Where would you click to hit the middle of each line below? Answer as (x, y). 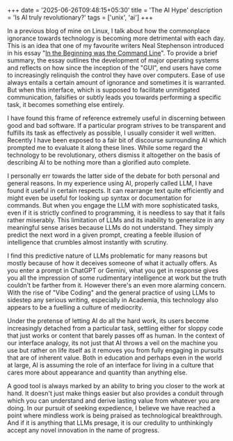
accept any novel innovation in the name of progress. (83, 430)
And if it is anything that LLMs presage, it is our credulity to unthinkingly (110, 423)
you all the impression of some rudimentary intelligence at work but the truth (117, 278)
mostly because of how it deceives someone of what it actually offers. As (112, 263)
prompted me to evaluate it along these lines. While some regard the (105, 148)
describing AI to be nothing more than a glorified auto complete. (99, 162)
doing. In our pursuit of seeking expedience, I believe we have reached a (111, 408)
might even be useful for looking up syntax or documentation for (100, 198)
